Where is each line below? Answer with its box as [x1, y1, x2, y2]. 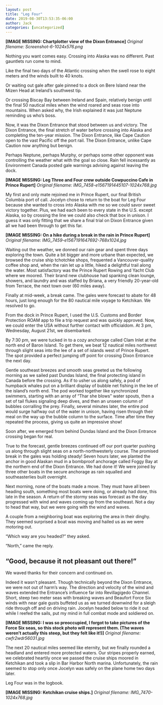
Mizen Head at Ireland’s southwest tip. [5, 88, 82, 93]
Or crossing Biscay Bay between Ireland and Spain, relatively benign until [5, 97, 152, 103]
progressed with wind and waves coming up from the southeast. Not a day [5, 499, 155, 505]
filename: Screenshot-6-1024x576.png [5, 44, 83, 50]
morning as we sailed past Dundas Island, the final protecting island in [5, 372, 146, 378]
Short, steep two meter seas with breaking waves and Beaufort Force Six [5, 594, 151, 600]
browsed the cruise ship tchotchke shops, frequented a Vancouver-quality [5, 257, 154, 263]
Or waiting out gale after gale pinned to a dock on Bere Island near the [5, 82, 146, 88]
